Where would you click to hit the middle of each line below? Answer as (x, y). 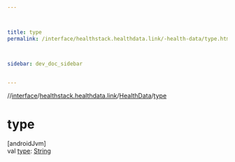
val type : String (29, 151)
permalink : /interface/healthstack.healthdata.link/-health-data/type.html (120, 39)
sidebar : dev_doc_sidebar (45, 64)
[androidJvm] (27, 144)
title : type (24, 32)
